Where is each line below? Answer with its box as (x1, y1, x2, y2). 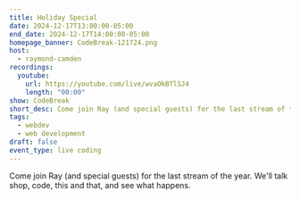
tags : (9, 112, 29, 121)
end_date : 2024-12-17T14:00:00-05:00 (9, 29, 150, 38)
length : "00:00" (25, 87, 87, 96)
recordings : (9, 63, 54, 72)
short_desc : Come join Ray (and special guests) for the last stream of (9, 104, 286, 113)
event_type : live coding (9, 145, 102, 154)
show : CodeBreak (9, 95, 70, 105)
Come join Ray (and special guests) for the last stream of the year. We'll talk (9, 170, 288, 181)
